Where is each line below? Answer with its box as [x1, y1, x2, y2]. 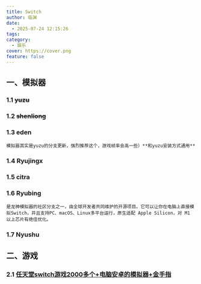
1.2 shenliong [6, 112, 46, 120]
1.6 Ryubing [6, 189, 42, 197]
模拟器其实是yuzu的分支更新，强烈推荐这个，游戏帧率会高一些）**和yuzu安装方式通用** [6, 143, 196, 149]
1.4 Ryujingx [6, 157, 43, 165]
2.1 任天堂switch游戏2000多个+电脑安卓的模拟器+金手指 [6, 270, 172, 279]
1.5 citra [6, 173, 30, 181]
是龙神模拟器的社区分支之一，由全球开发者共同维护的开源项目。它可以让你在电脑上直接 [6, 204, 190, 210]
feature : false [6, 54, 45, 60]
